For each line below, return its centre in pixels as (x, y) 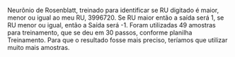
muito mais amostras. (39, 47)
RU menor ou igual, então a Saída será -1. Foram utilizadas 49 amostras (111, 25)
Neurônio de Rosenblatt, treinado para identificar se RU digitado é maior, (113, 10)
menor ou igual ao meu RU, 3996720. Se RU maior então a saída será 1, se (116, 18)
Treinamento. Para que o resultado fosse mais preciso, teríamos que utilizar (117, 40)
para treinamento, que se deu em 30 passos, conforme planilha (100, 32)
